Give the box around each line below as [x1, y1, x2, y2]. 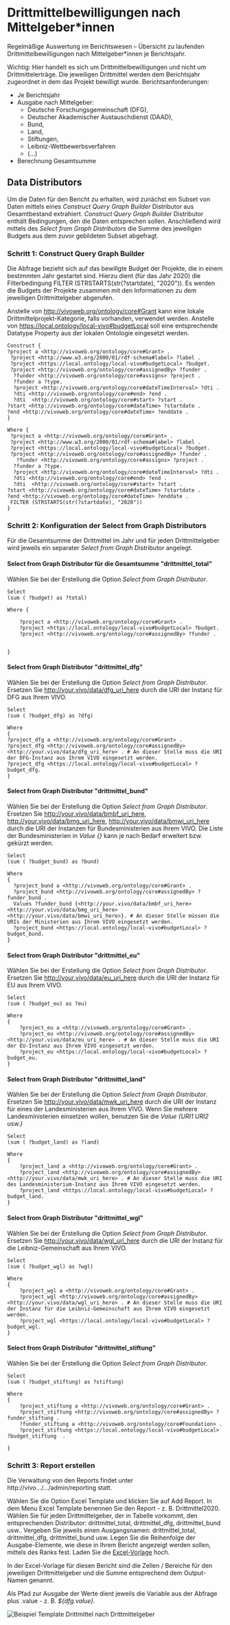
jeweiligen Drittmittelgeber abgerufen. [7, 294, 115, 302]
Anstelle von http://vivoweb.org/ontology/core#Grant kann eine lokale [7, 307, 205, 315]
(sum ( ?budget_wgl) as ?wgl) [7, 1263, 94, 1270]
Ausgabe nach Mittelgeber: [16, 98, 94, 106]
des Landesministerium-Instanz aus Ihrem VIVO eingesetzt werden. [7, 1181, 201, 1188]
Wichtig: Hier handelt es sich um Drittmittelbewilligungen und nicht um [7, 63, 207, 71]
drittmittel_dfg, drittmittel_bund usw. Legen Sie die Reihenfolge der [7, 1533, 196, 1542]
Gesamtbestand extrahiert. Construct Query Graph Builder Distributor [7, 209, 204, 218]
